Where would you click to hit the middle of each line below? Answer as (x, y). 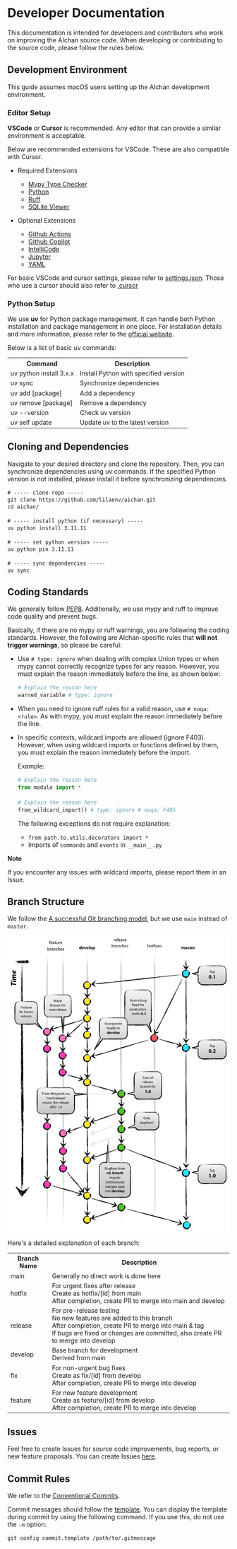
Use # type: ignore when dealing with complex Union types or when (118, 659)
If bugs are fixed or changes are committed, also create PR (137, 1333)
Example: (31, 766)
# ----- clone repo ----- (45, 493)
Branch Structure (46, 902)
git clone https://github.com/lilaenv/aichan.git (82, 500)
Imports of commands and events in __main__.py (95, 844)
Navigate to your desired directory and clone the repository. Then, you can (116, 464)
